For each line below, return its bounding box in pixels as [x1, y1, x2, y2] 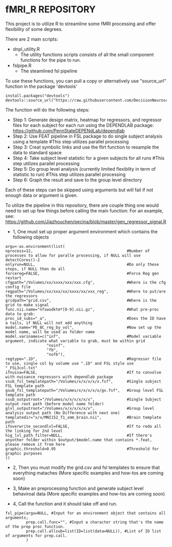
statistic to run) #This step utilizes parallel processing [12, 171, 126, 177]
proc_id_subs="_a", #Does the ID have [5, 316, 166, 321]
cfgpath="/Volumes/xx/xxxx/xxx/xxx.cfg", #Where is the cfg [5, 280, 166, 285]
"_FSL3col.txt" [5, 365, 38, 371]
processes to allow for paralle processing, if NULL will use [5, 253, 141, 258]
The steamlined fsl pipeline [20, 68, 78, 74]
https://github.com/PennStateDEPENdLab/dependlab [12, 127, 125, 134]
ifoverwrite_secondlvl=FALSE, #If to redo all [5, 424, 161, 429]
